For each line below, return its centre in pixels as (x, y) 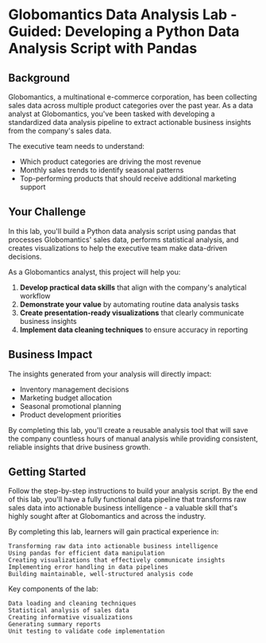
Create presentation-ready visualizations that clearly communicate (132, 313)
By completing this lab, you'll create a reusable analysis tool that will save (128, 430)
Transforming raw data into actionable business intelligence (113, 547)
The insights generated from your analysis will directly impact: (110, 374)
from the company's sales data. (60, 131)
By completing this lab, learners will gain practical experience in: (114, 532)
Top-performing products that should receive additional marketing (128, 178)
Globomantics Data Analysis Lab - (123, 15)
